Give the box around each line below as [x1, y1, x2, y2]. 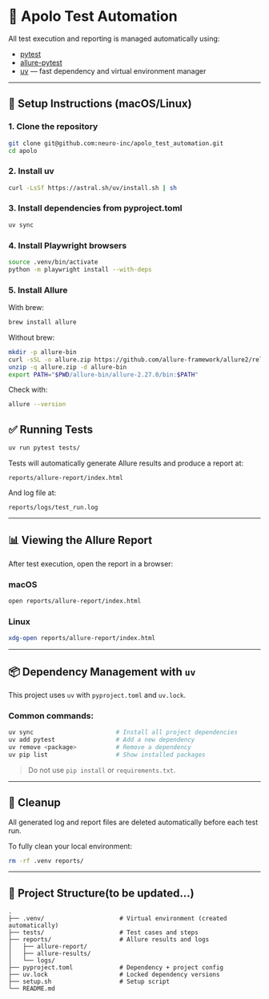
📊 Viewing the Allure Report [8, 534, 153, 547]
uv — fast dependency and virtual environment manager [19, 66, 207, 75]
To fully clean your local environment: [8, 841, 133, 851]
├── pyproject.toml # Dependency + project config [8, 964, 224, 972]
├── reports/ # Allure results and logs [8, 936, 210, 944]
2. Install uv [8, 166, 54, 177]
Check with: [8, 385, 48, 395]
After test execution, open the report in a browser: [8, 558, 174, 568]
